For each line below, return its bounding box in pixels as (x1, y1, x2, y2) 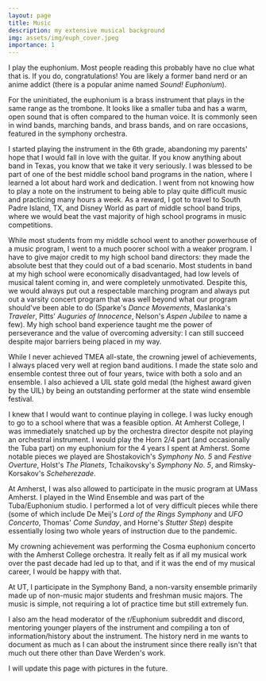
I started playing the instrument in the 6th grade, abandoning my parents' (8, 144, 248, 154)
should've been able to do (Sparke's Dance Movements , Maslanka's (8, 303, 232, 313)
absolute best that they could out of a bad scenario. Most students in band (8, 261, 253, 271)
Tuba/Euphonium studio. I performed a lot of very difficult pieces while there (8, 501, 258, 510)
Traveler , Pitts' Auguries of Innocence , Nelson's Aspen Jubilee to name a (8, 311, 248, 321)
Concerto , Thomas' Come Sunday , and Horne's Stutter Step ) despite (8, 517, 233, 528)
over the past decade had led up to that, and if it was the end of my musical (8, 559, 256, 568)
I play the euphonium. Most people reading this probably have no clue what (8, 63, 256, 72)
